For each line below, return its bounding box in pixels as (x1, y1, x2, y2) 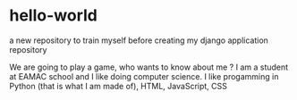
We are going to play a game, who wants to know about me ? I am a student (9, 62, 289, 72)
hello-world (9, 5, 98, 26)
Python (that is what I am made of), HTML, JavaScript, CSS (9, 80, 228, 91)
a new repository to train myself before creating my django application (9, 35, 268, 46)
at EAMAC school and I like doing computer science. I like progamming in (9, 71, 279, 81)
